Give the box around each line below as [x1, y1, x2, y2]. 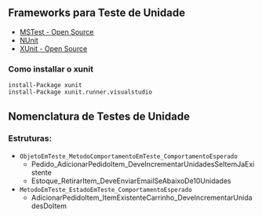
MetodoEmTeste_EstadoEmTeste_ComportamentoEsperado [19, 186, 192, 193]
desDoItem [31, 200, 67, 211]
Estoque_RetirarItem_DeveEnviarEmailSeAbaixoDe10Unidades [31, 176, 231, 186]
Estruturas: [8, 133, 53, 144]
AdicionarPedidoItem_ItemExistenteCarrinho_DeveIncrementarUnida [31, 193, 253, 202]
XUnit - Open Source [19, 43, 88, 53]
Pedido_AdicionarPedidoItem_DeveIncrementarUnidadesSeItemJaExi [31, 159, 255, 168]
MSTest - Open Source [19, 27, 94, 36]
